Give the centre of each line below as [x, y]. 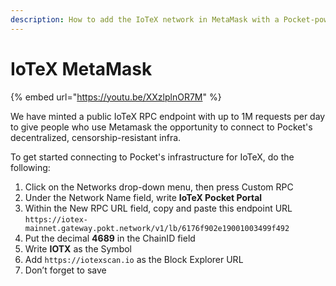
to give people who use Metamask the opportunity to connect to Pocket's [161, 127]
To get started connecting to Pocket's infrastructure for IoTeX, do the [152, 157]
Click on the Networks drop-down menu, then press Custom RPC [159, 187]
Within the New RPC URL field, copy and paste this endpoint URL [158, 208]
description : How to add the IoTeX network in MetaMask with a [145, 19]
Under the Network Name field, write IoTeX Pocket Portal [143, 197]
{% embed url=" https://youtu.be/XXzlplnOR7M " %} [116, 97]
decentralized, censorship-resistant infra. [96, 137]
